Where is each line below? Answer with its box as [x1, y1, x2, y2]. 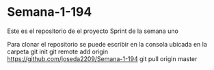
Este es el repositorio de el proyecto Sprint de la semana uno [7, 27, 179, 35]
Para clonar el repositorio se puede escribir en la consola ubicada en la [7, 40, 207, 48]
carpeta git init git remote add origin [7, 47, 109, 56]
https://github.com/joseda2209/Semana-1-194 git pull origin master [7, 54, 198, 62]
